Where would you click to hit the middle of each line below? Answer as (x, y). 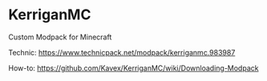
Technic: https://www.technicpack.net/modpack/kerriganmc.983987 (122, 52)
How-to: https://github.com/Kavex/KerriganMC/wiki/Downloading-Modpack (133, 68)
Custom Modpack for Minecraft (60, 37)
